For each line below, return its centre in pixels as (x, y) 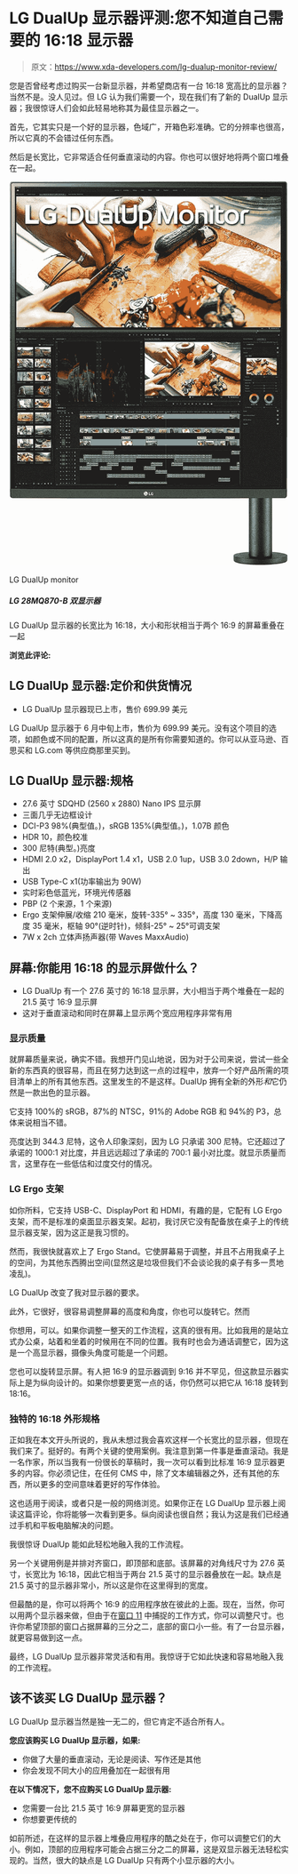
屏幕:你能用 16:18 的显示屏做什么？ (104, 968)
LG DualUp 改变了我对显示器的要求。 (77, 1292)
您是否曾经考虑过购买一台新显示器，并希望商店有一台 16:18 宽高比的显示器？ (149, 85)
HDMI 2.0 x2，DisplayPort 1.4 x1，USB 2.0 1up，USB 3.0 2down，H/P (150, 860)
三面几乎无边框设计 (57, 815)
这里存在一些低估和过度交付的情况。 (90, 1164)
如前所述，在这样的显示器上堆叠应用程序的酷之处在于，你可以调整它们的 (141, 1838)
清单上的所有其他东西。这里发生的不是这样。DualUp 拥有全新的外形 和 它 (148, 1082)
